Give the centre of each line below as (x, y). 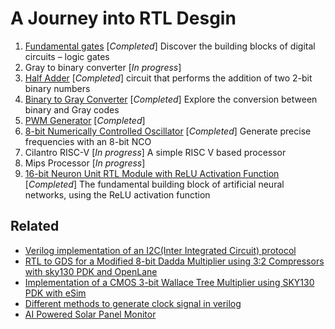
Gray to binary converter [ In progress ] (103, 67)
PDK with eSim (55, 293)
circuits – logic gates (67, 56)
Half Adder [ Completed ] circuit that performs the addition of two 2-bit (168, 78)
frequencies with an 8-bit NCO (88, 141)
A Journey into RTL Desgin (123, 18)
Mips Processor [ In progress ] (85, 163)
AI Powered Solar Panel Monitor (90, 314)
